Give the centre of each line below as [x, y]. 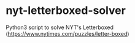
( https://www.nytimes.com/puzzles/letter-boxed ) [67, 33]
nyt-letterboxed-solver [66, 11]
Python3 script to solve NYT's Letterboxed [60, 27]
